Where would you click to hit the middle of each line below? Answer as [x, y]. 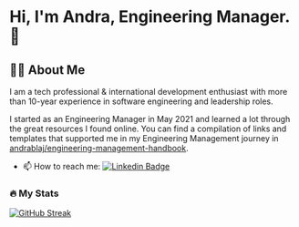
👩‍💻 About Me [47, 70]
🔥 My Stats [34, 193]
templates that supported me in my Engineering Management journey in [144, 138]
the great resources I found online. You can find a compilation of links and [148, 129]
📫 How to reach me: [62, 166]
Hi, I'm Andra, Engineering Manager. [149, 17]
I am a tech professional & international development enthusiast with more [149, 92]
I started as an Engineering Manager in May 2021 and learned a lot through [150, 119]
